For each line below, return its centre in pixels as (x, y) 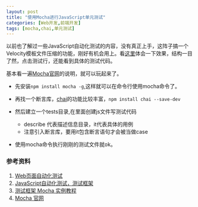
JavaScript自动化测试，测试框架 (54, 183)
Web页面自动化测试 (39, 175)
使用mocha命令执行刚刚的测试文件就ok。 (65, 144)
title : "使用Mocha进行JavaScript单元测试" (56, 17)
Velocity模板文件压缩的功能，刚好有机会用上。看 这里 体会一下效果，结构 (94, 54)
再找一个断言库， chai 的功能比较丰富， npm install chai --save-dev (98, 99)
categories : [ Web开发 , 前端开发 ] (44, 23)
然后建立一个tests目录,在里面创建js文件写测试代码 (76, 112)
